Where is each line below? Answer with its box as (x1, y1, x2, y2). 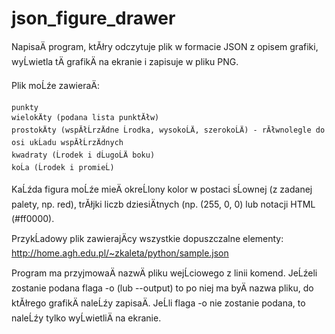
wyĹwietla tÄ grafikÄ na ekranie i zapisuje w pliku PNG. (11, 55, 239, 67)
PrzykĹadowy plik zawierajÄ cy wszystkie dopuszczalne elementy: (11, 232, 284, 244)
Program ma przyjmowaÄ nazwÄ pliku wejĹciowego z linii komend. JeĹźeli (11, 267, 318, 279)
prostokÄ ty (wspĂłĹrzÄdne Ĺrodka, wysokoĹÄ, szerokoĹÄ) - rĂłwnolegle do (11, 125, 326, 135)
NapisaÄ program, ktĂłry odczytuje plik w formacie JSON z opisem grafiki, (11, 40, 319, 52)
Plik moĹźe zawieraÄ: (11, 79, 100, 91)
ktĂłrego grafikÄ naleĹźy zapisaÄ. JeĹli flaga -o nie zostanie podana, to (11, 297, 306, 309)
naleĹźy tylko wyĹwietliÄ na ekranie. (11, 312, 162, 324)
